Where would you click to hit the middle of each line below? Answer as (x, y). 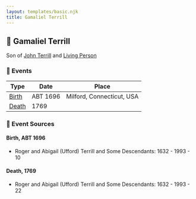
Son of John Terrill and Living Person (51, 56)
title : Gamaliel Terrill (37, 17)
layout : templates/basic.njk (42, 12)
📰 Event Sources (30, 124)
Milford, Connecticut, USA (102, 96)
